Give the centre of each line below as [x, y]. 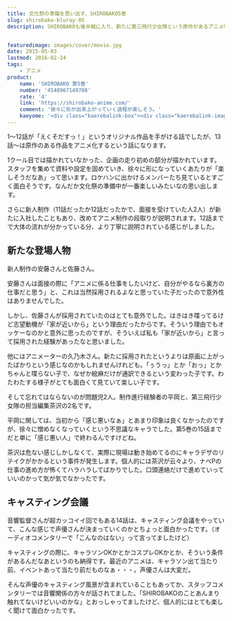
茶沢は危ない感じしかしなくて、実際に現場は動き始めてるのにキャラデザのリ [116, 452]
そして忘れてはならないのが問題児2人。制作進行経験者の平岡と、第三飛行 [112, 396]
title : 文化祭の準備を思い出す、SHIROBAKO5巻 [67, 14]
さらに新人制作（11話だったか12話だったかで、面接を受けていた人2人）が [111, 209]
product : [20, 77]
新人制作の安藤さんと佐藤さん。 [52, 268]
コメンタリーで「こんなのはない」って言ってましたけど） [112, 537]
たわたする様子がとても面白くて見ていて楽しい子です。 [85, 382]
